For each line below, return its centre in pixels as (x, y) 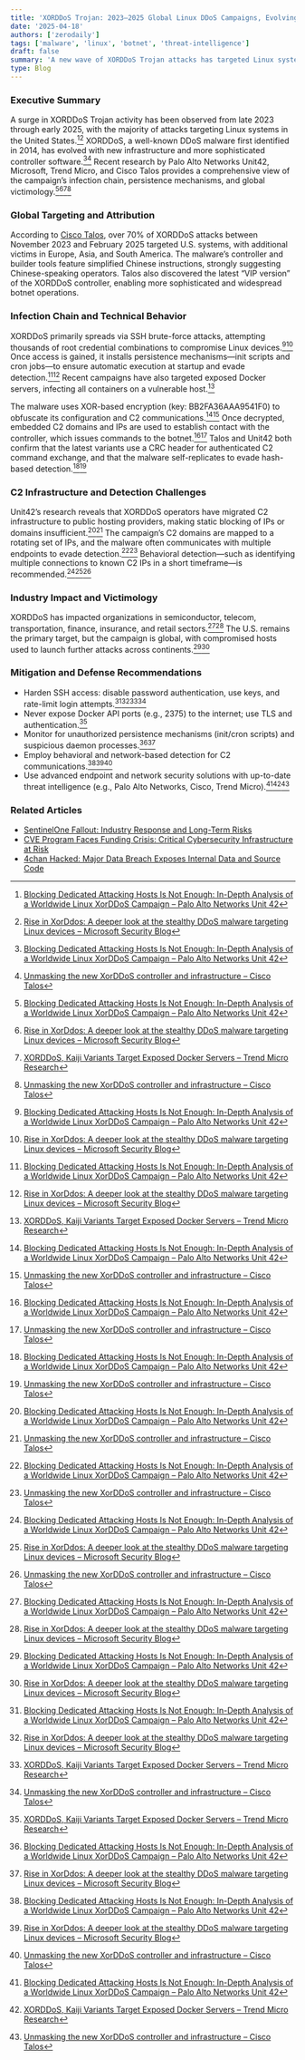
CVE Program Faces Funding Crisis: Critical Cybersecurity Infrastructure (158, 840)
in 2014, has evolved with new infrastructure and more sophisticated (138, 150)
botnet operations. (45, 293)
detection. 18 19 (61, 468)
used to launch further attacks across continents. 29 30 (110, 648)
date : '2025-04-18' (47, 26)
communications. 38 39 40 (68, 765)
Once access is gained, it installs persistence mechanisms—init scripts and (150, 357)
